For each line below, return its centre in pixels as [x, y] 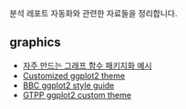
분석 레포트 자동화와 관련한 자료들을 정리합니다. [93, 13]
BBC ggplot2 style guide [68, 85]
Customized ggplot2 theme [74, 75]
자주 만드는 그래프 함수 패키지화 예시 [87, 65]
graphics [35, 42]
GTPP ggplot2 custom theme [77, 94]
